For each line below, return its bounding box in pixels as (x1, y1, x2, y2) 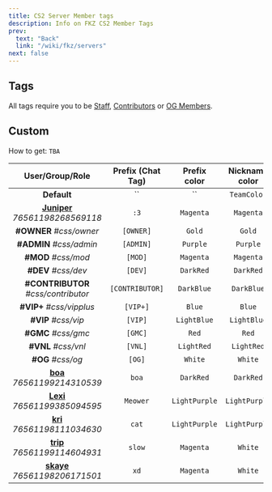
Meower (124, 396, 150, 405)
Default (42, 189, 72, 200)
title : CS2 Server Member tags (8, 11, 114, 20)
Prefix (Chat (113, 165, 161, 176)
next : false (8, 49, 49, 57)
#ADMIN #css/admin (16, 238, 98, 249)
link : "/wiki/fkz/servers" (15, 42, 107, 50)
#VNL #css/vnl (28, 341, 87, 352)
